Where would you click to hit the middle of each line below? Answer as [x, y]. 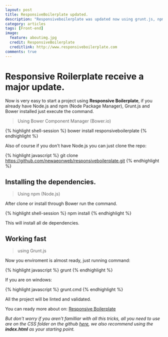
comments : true [21, 51]
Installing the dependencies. [51, 182]
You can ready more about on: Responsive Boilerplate [60, 309]
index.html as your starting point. [40, 329]
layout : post [19, 10]
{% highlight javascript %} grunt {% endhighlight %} [59, 270]
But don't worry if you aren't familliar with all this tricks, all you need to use [82, 318]
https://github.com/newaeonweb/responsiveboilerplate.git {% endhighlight [82, 161]
